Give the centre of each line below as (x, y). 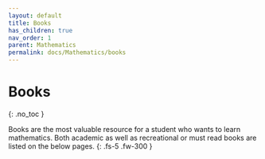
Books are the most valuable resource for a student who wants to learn (125, 129)
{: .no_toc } (26, 114)
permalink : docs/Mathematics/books (67, 52)
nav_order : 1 (30, 38)
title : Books (30, 23)
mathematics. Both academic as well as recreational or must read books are (132, 138)
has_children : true (41, 30)
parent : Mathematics (43, 45)
